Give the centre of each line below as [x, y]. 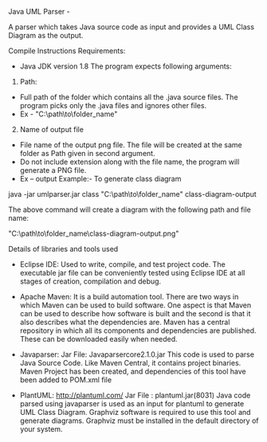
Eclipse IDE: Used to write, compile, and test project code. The [122, 264]
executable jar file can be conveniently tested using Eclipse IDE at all [132, 273]
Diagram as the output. [46, 35]
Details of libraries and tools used [63, 249]
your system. [41, 429]
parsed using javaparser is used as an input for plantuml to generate [132, 404]
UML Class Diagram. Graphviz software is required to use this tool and [135, 412]
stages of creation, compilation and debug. [90, 281]
